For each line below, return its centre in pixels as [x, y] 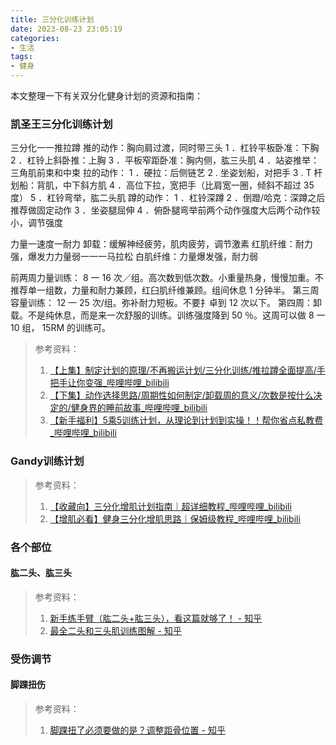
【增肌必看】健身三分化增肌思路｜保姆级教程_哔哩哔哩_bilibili [175, 518]
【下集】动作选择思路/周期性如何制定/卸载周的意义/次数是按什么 [181, 395]
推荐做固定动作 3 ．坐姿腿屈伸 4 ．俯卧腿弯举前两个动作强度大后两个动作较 [165, 210]
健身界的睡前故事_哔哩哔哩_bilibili [139, 408]
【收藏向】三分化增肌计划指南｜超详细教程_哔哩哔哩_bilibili [170, 506]
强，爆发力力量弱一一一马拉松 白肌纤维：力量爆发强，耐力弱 [134, 257]
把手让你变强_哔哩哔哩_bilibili [109, 383]
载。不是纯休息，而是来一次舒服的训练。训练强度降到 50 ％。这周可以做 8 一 [168, 315]
